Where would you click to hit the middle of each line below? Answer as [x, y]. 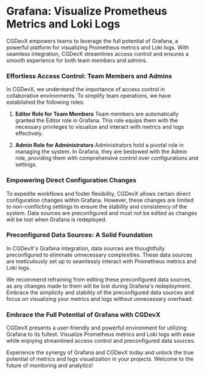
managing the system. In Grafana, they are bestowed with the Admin [101, 152]
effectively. [29, 133]
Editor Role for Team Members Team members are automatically [97, 114]
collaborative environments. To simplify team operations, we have [89, 96]
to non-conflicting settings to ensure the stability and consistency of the [97, 206]
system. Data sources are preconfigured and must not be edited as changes [102, 213]
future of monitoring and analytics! [50, 365]
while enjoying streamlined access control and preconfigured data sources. [101, 341]
